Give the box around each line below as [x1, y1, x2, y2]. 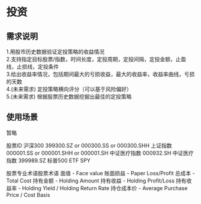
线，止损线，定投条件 [6, 63, 59, 70]
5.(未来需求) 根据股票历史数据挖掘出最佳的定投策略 [6, 93, 132, 100]
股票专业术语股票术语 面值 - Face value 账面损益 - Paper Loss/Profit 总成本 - [6, 169, 195, 176]
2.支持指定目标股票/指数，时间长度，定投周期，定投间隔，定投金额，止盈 [6, 56, 187, 63]
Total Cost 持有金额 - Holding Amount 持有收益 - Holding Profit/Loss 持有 [6, 177, 187, 184]
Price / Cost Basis [6, 191, 50, 198]
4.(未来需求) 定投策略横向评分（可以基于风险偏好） [6, 86, 132, 93]
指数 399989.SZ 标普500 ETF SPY [6, 157, 91, 164]
